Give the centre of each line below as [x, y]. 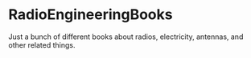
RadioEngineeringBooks [91, 15]
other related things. [42, 44]
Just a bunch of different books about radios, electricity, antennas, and [126, 37]
